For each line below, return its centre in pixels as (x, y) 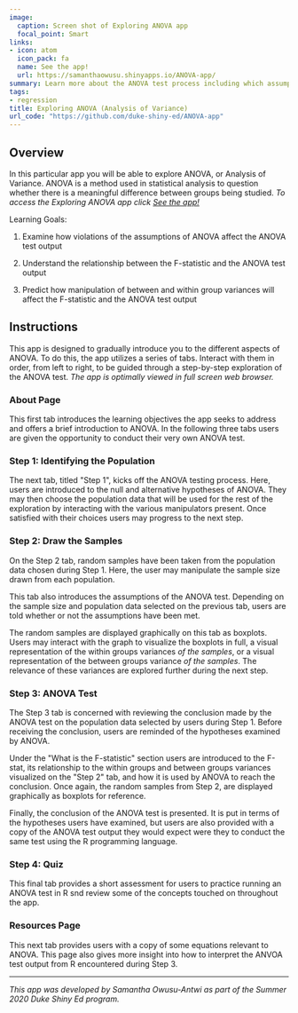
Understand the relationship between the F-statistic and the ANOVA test (153, 263)
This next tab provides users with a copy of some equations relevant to (139, 945)
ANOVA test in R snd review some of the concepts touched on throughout (144, 893)
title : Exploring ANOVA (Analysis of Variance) (99, 108)
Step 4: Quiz (36, 864)
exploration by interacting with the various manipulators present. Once (138, 509)
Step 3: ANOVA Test (53, 693)
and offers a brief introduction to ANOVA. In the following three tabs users (144, 429)
